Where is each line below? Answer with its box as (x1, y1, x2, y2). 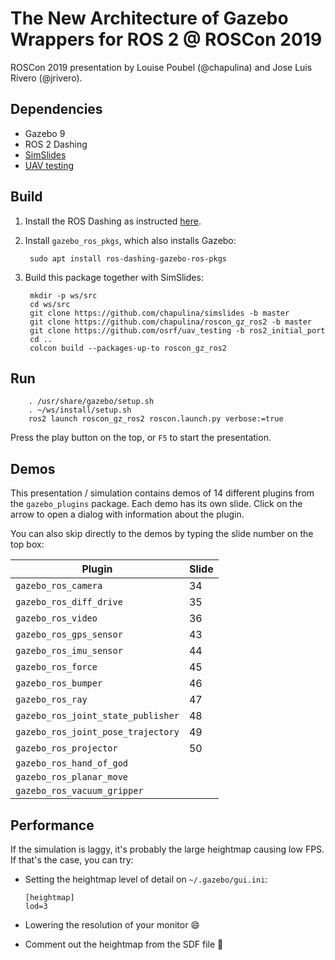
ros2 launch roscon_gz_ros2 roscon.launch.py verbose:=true (28, 414, 284, 424)
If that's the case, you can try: (10, 854, 134, 866)
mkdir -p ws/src (29, 290, 98, 301)
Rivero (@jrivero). (10, 72, 83, 84)
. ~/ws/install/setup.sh (28, 405, 132, 416)
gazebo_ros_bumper (15, 678, 103, 689)
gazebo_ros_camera (15, 580, 103, 592)
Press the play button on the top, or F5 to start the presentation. (10, 432, 272, 444)
